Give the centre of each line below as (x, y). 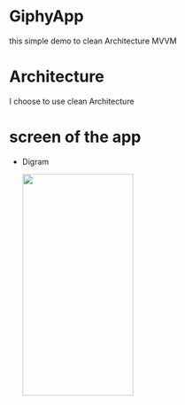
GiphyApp (46, 16)
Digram (35, 161)
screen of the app (75, 137)
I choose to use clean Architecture (72, 101)
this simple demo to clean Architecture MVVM (93, 41)
